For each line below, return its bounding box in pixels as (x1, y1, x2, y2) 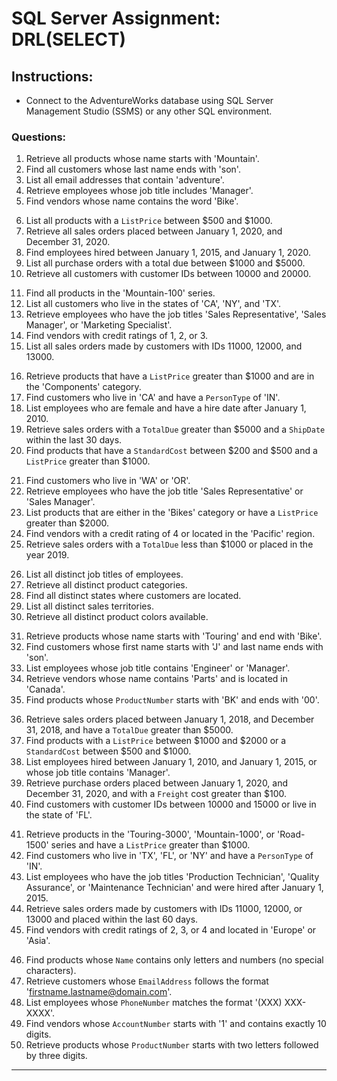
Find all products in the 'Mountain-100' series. (25, 287, 216, 299)
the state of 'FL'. (25, 809, 93, 821)
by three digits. (25, 1050, 88, 1062)
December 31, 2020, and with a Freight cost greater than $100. (25, 788, 288, 800)
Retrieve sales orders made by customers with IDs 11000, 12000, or (25, 903, 303, 915)
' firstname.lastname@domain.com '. (25, 986, 173, 998)
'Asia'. (25, 935, 51, 947)
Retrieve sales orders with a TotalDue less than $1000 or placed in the (25, 538, 314, 551)
